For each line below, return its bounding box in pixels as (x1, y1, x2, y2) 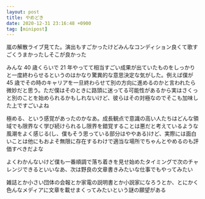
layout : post (6, 9, 40, 15)
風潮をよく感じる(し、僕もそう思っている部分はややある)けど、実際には (6, 130, 186, 138)
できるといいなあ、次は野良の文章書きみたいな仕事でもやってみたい (22, 166, 193, 173)
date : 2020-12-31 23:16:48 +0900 (6, 20, 92, 26)
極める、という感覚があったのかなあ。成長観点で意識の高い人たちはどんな (6, 115, 193, 122)
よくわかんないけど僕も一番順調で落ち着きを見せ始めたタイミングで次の (6, 158, 188, 166)
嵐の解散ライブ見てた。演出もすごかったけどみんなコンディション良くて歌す (6, 43, 198, 51)
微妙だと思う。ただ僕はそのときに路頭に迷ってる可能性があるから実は (6, 86, 182, 94)
